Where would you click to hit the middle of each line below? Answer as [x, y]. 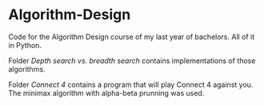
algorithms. [27, 69]
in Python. [25, 45]
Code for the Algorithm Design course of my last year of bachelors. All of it [132, 37]
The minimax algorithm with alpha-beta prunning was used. [106, 92]
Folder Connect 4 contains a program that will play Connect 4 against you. [131, 84]
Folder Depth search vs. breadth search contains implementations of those [132, 61]
